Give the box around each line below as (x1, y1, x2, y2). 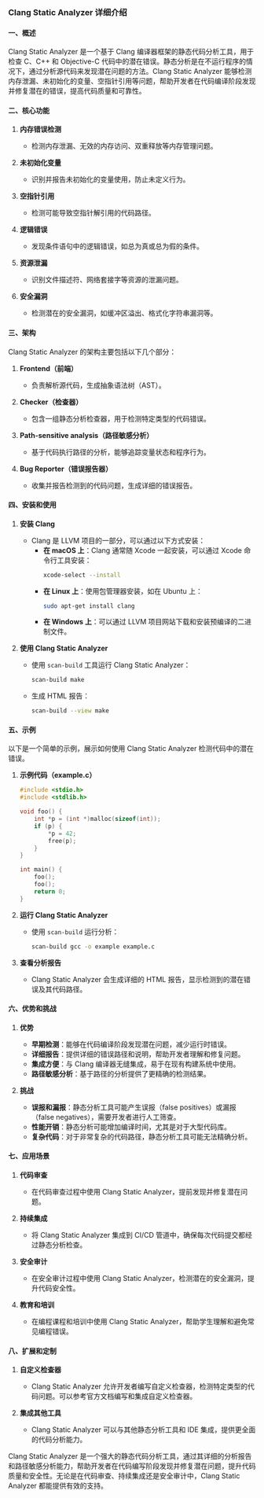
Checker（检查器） (19, 397, 83, 407)
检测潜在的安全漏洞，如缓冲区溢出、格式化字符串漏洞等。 (31, 308, 218, 318)
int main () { (19, 866, 63, 874)
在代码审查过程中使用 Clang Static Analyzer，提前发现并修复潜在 (31, 1187, 241, 1196)
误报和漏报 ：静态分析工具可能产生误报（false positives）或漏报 (31, 1102, 237, 1112)
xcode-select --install (42, 571, 121, 579)
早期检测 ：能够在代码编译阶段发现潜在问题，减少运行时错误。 (31, 1040, 232, 1049)
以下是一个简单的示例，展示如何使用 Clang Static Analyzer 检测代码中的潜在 (8, 744, 254, 753)
